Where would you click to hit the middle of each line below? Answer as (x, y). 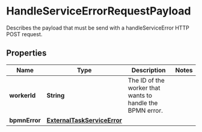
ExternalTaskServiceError (84, 120)
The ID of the (146, 80)
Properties (26, 53)
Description (148, 70)
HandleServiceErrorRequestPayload (99, 11)
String (56, 95)
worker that (144, 87)
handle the (143, 102)
